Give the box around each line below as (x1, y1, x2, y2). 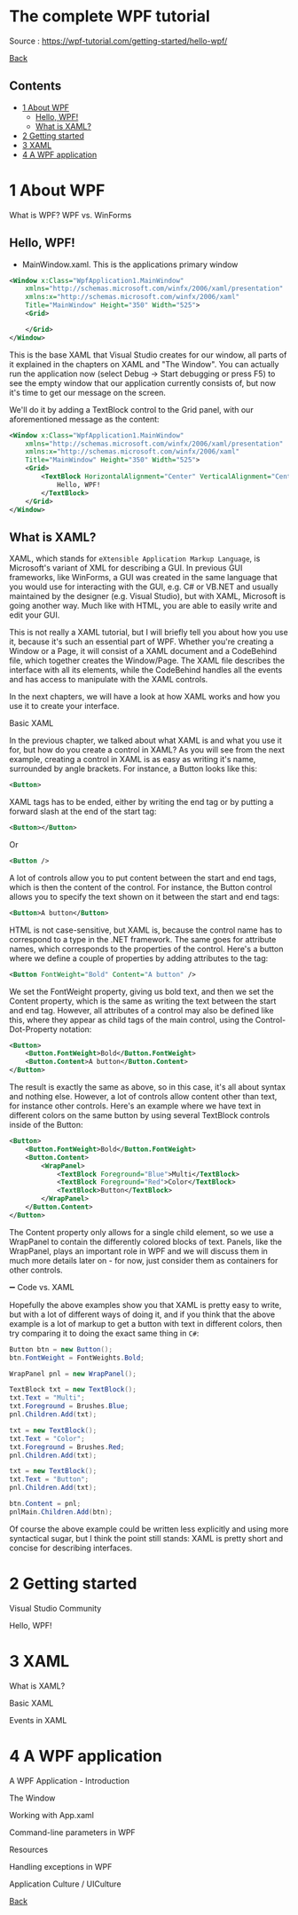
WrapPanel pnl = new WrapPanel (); (9, 1369, 137, 1378)
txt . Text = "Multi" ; (9, 1393, 86, 1403)
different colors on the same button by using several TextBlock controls (9, 1110, 271, 1121)
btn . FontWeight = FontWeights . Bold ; (9, 1353, 145, 1362)
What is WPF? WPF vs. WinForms (9, 209, 132, 220)
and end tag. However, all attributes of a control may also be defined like (9, 1005, 274, 1015)
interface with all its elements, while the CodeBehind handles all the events (9, 665, 283, 675)
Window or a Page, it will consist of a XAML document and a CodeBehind (9, 646, 278, 657)
